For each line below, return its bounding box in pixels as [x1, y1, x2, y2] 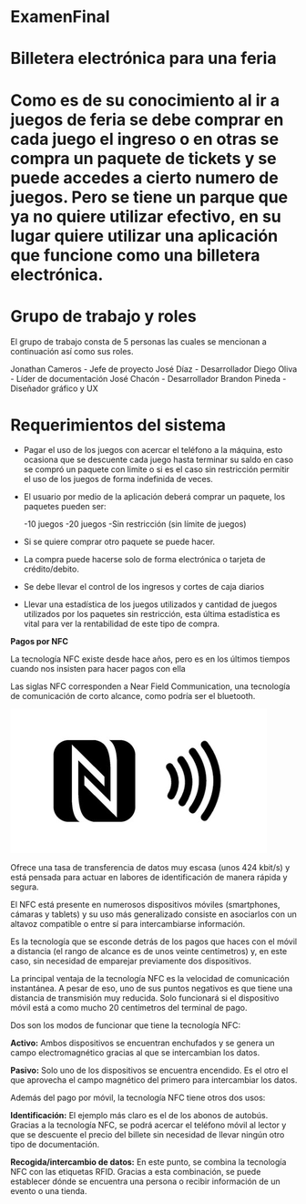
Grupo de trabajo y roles [10, 305, 197, 326]
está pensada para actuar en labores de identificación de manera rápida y [10, 872, 288, 883]
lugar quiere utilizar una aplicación [10, 225, 279, 246]
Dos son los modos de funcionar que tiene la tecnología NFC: [10, 1020, 240, 1031]
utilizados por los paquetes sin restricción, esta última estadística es [23, 609, 280, 620]
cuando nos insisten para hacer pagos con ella [10, 664, 186, 674]
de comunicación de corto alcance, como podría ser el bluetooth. [10, 691, 256, 702]
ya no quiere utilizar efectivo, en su [10, 206, 281, 227]
